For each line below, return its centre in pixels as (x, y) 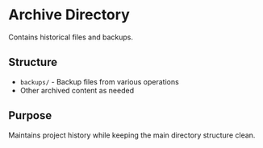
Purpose (30, 115)
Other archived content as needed (77, 90)
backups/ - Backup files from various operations (99, 81)
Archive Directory (69, 15)
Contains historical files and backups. (71, 37)
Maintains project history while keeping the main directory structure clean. (132, 135)
